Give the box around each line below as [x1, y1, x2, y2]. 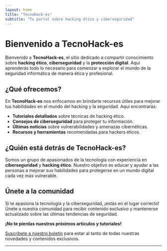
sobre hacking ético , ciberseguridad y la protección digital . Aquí [5, 60, 140, 66]
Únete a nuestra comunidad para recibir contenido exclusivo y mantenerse [5, 206, 158, 212]
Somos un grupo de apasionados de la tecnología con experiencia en [5, 157, 147, 163]
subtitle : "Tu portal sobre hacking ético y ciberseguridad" [5, 16, 135, 21]
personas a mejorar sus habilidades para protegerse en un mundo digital [5, 167, 154, 173]
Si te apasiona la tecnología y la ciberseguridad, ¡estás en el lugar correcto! [5, 200, 160, 206]
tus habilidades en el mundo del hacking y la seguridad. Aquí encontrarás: [5, 103, 157, 110]
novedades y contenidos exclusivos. [5, 236, 80, 242]
